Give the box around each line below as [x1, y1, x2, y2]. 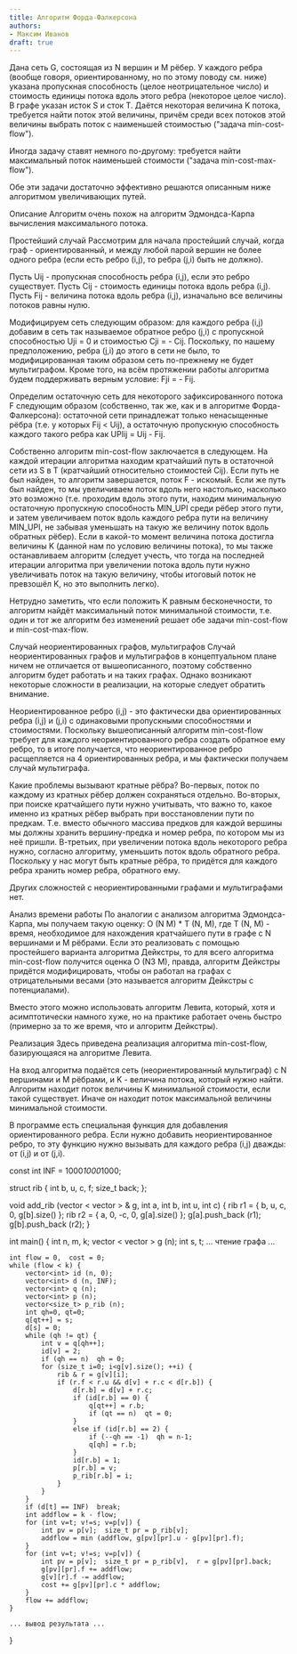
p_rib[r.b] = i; [72, 1472, 133, 1480]
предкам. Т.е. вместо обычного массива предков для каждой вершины [9, 818, 283, 829]
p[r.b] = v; [72, 1463, 117, 1473]
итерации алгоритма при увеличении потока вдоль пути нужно [9, 560, 251, 571]
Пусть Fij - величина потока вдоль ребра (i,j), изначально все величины [9, 290, 283, 301]
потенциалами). [9, 985, 69, 995]
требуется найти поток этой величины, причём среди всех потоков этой [9, 109, 286, 120]
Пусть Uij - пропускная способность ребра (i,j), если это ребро [9, 272, 251, 282]
